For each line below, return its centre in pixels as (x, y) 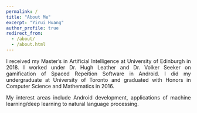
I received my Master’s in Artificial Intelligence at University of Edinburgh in (98, 61)
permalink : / (22, 11)
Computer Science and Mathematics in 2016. (60, 86)
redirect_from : (25, 34)
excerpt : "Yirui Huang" (35, 22)
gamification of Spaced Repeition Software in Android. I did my (98, 74)
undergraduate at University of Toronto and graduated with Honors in (98, 79)
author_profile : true (33, 28)
